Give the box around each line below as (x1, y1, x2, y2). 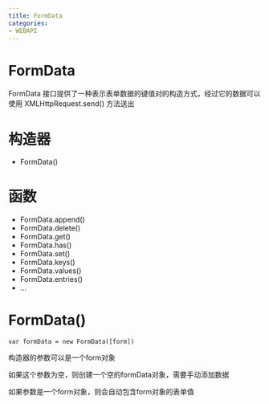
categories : (8, 19, 48, 27)
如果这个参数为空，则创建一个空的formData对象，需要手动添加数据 (8, 370, 230, 380)
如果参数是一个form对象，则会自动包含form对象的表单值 (8, 387, 194, 397)
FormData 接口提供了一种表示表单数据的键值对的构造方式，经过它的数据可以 (8, 89, 261, 99)
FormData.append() (19, 214, 86, 225)
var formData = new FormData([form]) (8, 338, 135, 346)
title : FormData (8, 11, 63, 20)
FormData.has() (19, 240, 72, 250)
